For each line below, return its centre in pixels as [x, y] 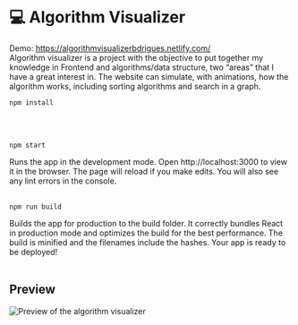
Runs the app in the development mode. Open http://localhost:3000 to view [149, 161]
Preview [33, 290]
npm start [28, 145]
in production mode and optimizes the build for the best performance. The [146, 233]
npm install [31, 103]
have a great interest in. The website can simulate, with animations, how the [149, 76]
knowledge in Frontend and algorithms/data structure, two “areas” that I [142, 67]
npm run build [36, 207]
